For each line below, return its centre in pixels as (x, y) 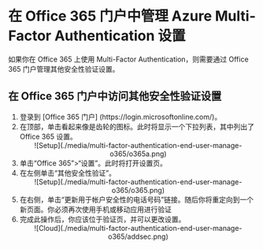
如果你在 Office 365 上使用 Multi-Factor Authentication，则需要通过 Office (129, 59)
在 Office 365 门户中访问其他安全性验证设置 (115, 97)
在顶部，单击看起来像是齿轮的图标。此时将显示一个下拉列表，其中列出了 (137, 126)
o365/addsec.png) (138, 236)
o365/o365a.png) (138, 154)
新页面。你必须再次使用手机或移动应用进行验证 (95, 209)
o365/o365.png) (138, 190)
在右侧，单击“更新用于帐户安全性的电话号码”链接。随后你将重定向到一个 (137, 199)
